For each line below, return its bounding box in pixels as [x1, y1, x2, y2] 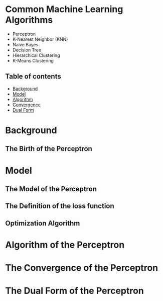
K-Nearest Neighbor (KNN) [12, 36, 68, 42]
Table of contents [5, 72, 61, 81]
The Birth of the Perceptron [5, 144, 93, 153]
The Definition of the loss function [5, 202, 114, 210]
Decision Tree [12, 47, 42, 53]
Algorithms [5, 14, 53, 26]
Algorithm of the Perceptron [5, 239, 125, 250]
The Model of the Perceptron [5, 185, 97, 193]
